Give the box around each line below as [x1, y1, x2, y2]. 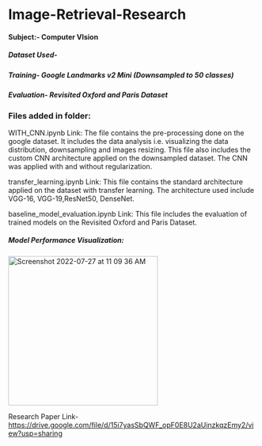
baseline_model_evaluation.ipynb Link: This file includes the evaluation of [8, 209, 248, 218]
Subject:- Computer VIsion [8, 32, 99, 41]
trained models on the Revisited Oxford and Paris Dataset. [8, 217, 198, 227]
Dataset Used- [8, 50, 58, 60]
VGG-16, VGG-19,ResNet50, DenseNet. [8, 194, 135, 203]
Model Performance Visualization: [8, 236, 124, 245]
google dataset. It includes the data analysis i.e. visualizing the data [8, 136, 229, 146]
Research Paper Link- [8, 411, 79, 421]
